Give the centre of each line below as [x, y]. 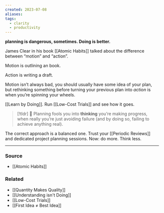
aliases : [14, 14]
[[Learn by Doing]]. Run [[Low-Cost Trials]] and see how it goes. [70, 104]
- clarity [19, 23]
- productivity [25, 28]
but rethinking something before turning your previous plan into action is [78, 90]
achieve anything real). [40, 124]
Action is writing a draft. [29, 75]
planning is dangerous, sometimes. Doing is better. [58, 41]
